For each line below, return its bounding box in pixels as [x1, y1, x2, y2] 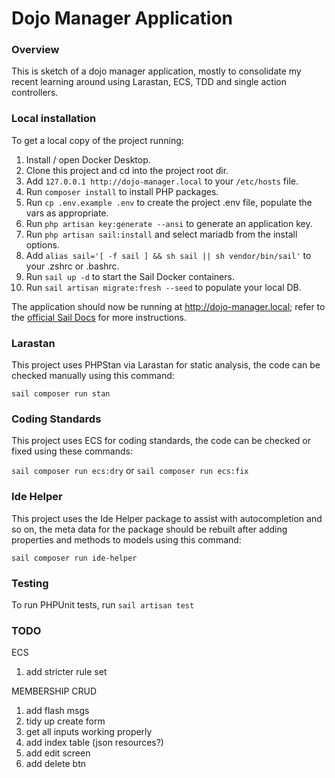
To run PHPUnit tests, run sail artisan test [11, 598, 195, 611]
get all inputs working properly [25, 726, 153, 738]
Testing [11, 576, 49, 590]
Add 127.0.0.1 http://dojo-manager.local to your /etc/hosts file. [25, 175, 299, 187]
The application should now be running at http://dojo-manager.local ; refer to [11, 300, 326, 312]
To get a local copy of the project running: [11, 134, 184, 146]
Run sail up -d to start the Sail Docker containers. [25, 270, 235, 282]
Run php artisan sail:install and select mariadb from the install [25, 228, 298, 240]
